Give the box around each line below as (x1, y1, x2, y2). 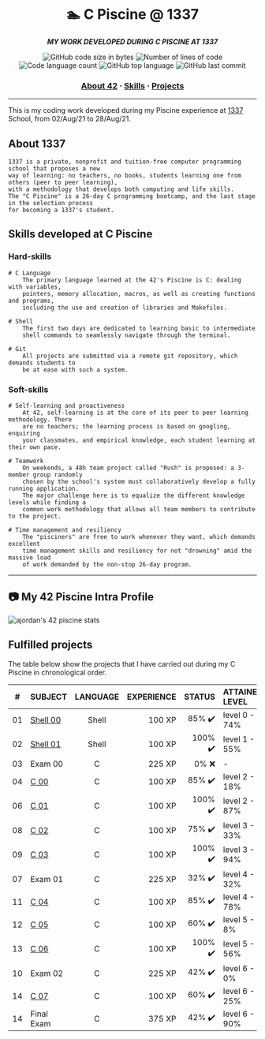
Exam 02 (30, 967, 64, 978)
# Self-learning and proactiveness (8, 402, 125, 410)
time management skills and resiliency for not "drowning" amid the (22, 547, 252, 555)
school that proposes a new (8, 165, 101, 173)
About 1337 (8, 136, 65, 150)
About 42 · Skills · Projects (80, 80, 185, 91)
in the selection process (8, 200, 93, 207)
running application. (8, 485, 80, 493)
